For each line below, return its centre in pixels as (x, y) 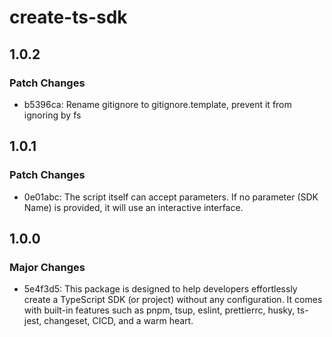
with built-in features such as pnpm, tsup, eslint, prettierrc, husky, (159, 310)
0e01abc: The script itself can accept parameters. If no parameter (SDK (171, 197)
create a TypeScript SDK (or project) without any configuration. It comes (173, 300)
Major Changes (47, 267)
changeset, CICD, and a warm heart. (118, 321)
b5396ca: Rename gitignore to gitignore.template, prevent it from (157, 104)
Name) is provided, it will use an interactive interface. (133, 207)
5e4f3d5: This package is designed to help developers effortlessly (160, 289)
